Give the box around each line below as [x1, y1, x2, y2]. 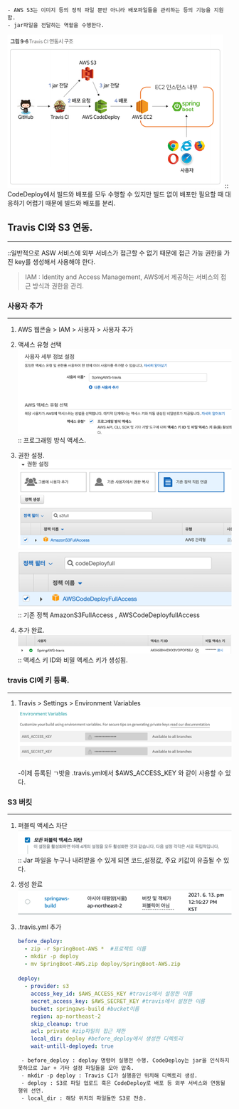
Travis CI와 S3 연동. [7, 221, 93, 233]
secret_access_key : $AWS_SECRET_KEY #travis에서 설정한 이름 [31, 997, 206, 1005]
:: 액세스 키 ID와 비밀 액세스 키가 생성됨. [17, 656, 128, 664]
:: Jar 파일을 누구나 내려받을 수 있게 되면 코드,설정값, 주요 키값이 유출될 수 [17, 856, 222, 864]
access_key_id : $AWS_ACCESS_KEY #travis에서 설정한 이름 [31, 990, 193, 998]
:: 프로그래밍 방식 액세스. [17, 436, 87, 445]
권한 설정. [17, 451, 45, 460]
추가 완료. [17, 626, 45, 635]
